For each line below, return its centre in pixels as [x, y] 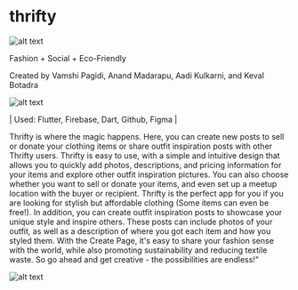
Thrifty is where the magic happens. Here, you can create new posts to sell [147, 136]
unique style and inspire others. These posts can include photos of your [141, 222]
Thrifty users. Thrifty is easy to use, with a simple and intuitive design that [145, 155]
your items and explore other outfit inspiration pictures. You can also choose [149, 174]
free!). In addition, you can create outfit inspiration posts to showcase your [146, 212]
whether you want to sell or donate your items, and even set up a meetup [143, 183]
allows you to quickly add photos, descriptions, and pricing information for [145, 165]
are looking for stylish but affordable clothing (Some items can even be [139, 203]
